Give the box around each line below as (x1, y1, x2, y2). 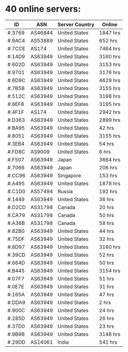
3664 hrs (99, 156, 121, 163)
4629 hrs (99, 77, 121, 83)
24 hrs (99, 307, 114, 313)
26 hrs (99, 315, 114, 322)
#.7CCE (7, 45, 25, 52)
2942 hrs (99, 108, 121, 115)
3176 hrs (99, 69, 121, 76)
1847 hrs (99, 29, 121, 36)
